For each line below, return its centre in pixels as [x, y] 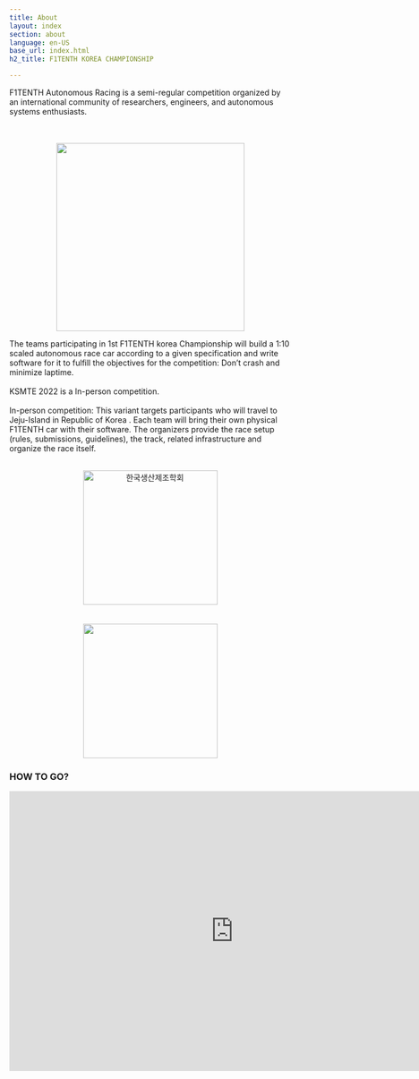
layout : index [36, 26]
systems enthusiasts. [48, 111]
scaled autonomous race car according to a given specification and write [144, 353]
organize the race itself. [53, 448]
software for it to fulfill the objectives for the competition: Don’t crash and [145, 363]
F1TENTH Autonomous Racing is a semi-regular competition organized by [145, 92]
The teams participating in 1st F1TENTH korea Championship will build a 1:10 [150, 344]
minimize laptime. [42, 372]
